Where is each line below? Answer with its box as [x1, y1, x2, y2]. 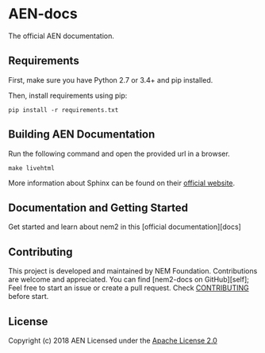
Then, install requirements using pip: [8, 91, 128, 100]
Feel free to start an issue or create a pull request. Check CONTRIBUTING [8, 283, 249, 293]
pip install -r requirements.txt [8, 106, 119, 114]
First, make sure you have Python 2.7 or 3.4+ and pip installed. [8, 75, 213, 84]
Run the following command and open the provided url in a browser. [8, 149, 230, 158]
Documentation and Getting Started [8, 200, 189, 215]
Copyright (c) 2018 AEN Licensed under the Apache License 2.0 [8, 336, 218, 345]
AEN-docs [8, 5, 78, 23]
